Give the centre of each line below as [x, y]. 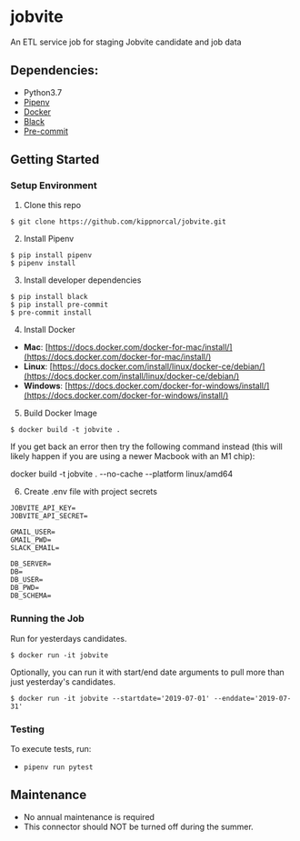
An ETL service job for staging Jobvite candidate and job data [126, 42]
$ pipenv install [43, 264]
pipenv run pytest [58, 767]
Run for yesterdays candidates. [69, 638]
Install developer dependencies [82, 280]
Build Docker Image [60, 413]
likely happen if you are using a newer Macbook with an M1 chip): [133, 456]
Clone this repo [52, 205]
